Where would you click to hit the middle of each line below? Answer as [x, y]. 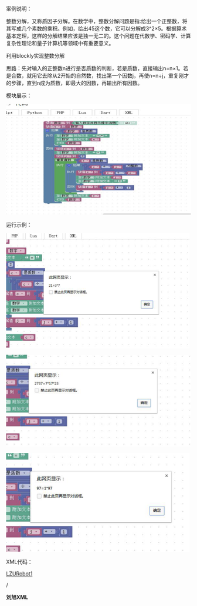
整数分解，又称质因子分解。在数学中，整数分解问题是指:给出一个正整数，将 [97, 21]
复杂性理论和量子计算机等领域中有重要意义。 [60, 43]
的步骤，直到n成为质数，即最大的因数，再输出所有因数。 [74, 83]
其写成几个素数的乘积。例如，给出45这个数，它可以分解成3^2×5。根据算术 [96, 29]
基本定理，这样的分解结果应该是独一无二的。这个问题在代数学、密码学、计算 [98, 36]
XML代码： [20, 562]
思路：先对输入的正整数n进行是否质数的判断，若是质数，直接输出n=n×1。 [95, 68]
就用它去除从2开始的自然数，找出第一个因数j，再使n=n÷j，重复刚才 [108, 76]
